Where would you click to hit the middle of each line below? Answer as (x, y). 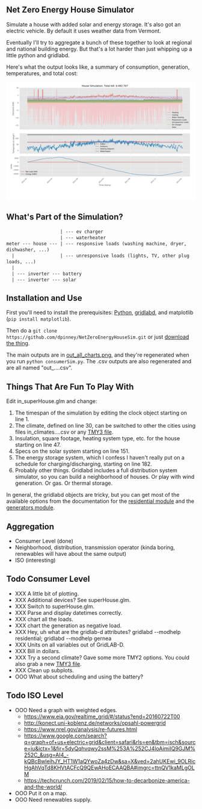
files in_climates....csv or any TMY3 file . (64, 432)
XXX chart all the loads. (44, 619)
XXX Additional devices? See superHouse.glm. (73, 600)
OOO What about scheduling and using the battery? (79, 677)
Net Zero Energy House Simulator (70, 10)
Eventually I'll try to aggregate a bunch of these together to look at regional (99, 42)
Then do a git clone (32, 331)
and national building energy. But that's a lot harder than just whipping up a (99, 49)
